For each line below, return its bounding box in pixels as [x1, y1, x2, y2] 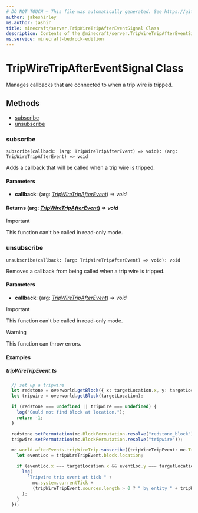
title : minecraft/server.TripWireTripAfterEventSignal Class [6, 25, 160, 31]
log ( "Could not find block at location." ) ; [16, 409, 126, 415]
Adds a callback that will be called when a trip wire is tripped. [6, 164, 155, 172]
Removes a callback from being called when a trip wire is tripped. [6, 267, 165, 275]
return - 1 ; [16, 415, 44, 421]
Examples [6, 353, 31, 361]
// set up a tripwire [11, 382, 65, 388]
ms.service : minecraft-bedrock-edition [6, 36, 104, 42]
